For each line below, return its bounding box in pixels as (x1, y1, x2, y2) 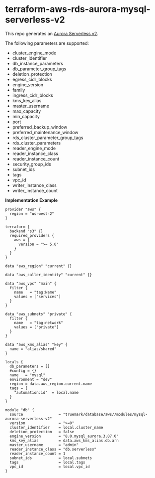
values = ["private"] (14, 324, 59, 329)
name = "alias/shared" (9, 346, 57, 351)
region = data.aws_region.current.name (9, 381, 92, 386)
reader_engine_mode (12, 145, 56, 151)
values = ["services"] (14, 294, 61, 299)
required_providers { (9, 233, 55, 238)
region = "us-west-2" (9, 211, 55, 216)
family (12, 87, 25, 93)
